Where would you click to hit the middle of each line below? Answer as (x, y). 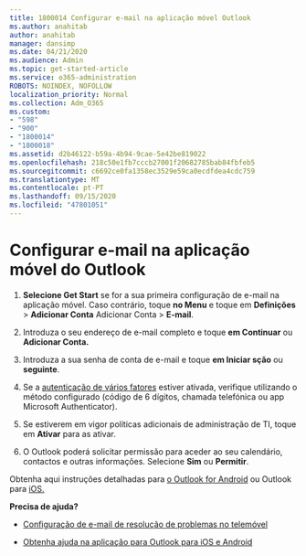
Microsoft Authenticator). (70, 406)
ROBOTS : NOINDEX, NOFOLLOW (61, 86)
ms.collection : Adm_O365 (57, 103)
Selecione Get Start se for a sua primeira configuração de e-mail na (151, 294)
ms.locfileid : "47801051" (58, 205)
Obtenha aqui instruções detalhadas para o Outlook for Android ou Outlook (151, 479)
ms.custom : (30, 112)
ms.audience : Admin (47, 60)
